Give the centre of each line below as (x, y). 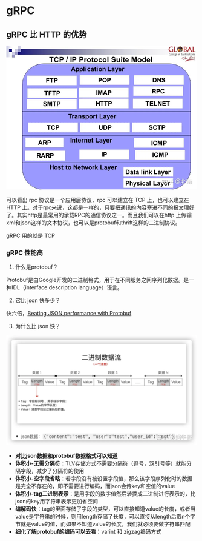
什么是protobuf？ (37, 267)
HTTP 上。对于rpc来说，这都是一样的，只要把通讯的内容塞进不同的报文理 (98, 207)
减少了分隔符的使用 (60, 471)
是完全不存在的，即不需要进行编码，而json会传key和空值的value (95, 486)
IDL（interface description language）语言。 (67, 287)
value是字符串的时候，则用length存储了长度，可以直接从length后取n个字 (105, 516)
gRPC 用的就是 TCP (31, 235)
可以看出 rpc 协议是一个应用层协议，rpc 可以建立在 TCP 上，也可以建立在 (98, 200)
